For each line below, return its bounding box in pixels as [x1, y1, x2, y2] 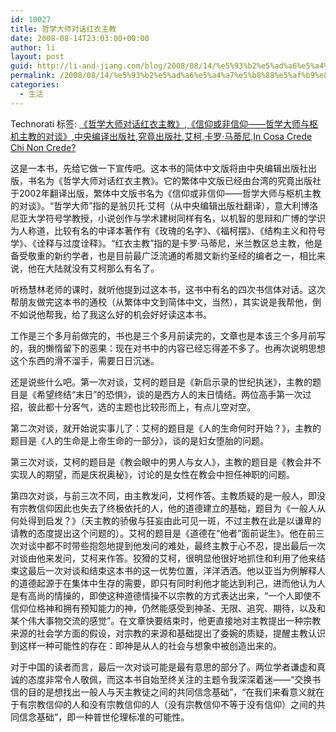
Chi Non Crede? [10, 141, 77, 153]
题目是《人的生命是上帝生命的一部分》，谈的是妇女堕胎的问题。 [10, 434, 269, 446]
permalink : [10, 71, 56, 81]
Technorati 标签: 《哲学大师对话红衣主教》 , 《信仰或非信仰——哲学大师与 [10, 117, 310, 130]
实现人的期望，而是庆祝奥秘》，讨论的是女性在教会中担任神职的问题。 [10, 468, 295, 480]
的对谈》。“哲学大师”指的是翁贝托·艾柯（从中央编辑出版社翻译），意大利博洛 [10, 199, 319, 211]
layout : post [10, 52, 65, 62]
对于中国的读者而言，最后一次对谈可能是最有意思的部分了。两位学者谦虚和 [10, 661, 317, 673]
